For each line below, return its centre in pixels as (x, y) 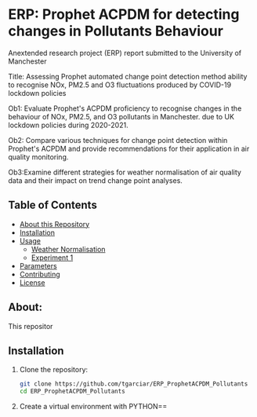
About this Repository (54, 224)
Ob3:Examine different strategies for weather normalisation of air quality (125, 172)
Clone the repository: (54, 370)
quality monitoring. (38, 157)
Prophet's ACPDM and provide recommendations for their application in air (129, 148)
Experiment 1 (52, 258)
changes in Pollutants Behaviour (116, 31)
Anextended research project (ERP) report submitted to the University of (125, 53)
